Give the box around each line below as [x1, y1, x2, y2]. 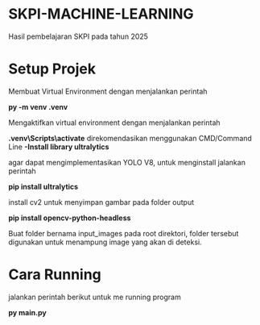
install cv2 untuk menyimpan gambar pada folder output [8, 197, 195, 206]
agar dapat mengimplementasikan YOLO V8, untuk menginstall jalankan [8, 157, 246, 167]
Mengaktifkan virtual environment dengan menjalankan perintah [8, 118, 221, 127]
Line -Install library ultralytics [8, 142, 109, 152]
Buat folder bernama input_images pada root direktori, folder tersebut [8, 228, 239, 238]
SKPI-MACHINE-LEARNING [8, 5, 195, 23]
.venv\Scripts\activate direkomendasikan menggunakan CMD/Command [8, 133, 252, 143]
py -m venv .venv [8, 102, 68, 111]
